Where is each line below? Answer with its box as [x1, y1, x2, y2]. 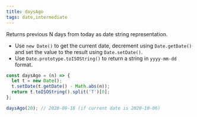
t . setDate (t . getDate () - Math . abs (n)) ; [11, 84, 110, 90]
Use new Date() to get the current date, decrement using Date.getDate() [14, 42, 192, 49]
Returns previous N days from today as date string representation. [6, 30, 168, 37]
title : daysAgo [6, 8, 44, 15]
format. [14, 61, 33, 68]
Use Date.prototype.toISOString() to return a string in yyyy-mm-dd [14, 55, 177, 62]
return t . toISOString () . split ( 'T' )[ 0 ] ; [11, 89, 110, 95]
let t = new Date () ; [11, 78, 62, 84]
